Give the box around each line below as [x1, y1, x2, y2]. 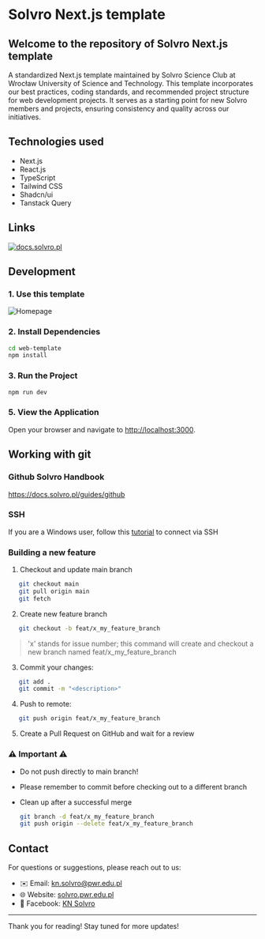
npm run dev [8, 388, 47, 396]
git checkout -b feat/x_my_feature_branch [18, 624, 160, 632]
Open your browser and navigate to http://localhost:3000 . [8, 424, 196, 434]
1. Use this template [8, 288, 85, 300]
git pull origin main [18, 587, 90, 595]
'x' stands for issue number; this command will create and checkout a [27, 639, 254, 648]
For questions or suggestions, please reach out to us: [8, 863, 181, 873]
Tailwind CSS [19, 181, 63, 190]
